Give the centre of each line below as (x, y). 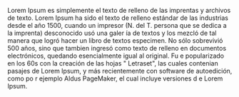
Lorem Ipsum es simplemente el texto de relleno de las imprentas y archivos (119, 10)
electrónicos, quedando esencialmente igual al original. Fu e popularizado (116, 56)
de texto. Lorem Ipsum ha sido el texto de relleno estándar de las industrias (118, 18)
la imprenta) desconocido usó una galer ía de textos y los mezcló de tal (112, 33)
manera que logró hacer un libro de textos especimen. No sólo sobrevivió (115, 41)
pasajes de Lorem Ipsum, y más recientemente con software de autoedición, (120, 71)
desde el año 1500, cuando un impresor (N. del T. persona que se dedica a (117, 25)
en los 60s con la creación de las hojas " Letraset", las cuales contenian (113, 63)
